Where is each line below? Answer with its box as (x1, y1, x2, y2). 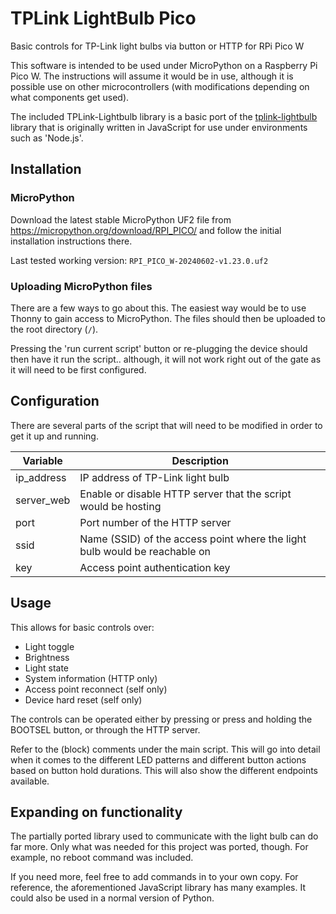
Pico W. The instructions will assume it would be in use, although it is (10, 70, 294, 82)
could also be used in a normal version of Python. (10, 892, 215, 904)
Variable (22, 453, 63, 467)
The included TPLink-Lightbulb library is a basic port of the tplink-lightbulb (10, 110, 318, 122)
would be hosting (79, 499, 162, 513)
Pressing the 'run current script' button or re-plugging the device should (10, 342, 308, 354)
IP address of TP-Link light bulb (79, 470, 230, 484)
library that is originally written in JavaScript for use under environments (10, 121, 308, 133)
